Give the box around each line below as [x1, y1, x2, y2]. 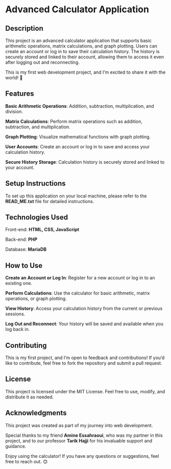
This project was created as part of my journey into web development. [5, 422, 153, 428]
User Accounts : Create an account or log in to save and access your [5, 143, 150, 149]
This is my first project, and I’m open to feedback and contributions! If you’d [5, 354, 165, 361]
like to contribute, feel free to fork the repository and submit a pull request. [5, 360, 162, 366]
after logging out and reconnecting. [5, 59, 80, 65]
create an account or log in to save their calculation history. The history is [5, 49, 160, 54]
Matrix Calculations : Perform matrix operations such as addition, [5, 118, 143, 124]
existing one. [5, 280, 32, 286]
